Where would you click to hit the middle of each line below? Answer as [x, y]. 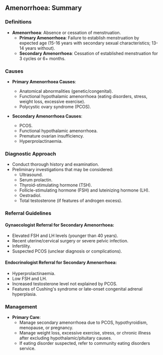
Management [21, 307]
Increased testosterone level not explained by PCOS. [65, 284]
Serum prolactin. [36, 180]
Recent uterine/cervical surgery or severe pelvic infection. [70, 241]
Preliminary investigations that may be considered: [63, 170]
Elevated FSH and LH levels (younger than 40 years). [65, 236]
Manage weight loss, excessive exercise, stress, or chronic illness [85, 333]
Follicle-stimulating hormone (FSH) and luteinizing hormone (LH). [84, 190]
